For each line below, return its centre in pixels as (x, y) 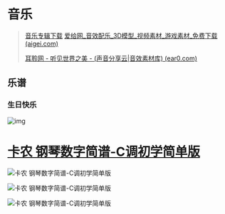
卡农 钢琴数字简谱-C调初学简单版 (104, 152)
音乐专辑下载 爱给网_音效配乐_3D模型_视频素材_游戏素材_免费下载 (121, 36)
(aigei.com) (42, 43)
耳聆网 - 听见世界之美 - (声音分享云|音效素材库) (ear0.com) (111, 58)
